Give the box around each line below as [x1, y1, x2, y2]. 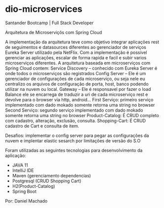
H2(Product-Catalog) [12, 183, 55, 189]
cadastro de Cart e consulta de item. [5, 123, 79, 129]
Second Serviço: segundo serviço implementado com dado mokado [5, 107, 143, 113]
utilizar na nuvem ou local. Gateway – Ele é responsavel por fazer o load [5, 86, 151, 92]
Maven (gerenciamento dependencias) [12, 172, 91, 178]
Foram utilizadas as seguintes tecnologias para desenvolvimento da [5, 147, 143, 153]
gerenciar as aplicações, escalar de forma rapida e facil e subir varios [5, 54, 147, 60]
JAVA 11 [12, 162, 28, 168]
